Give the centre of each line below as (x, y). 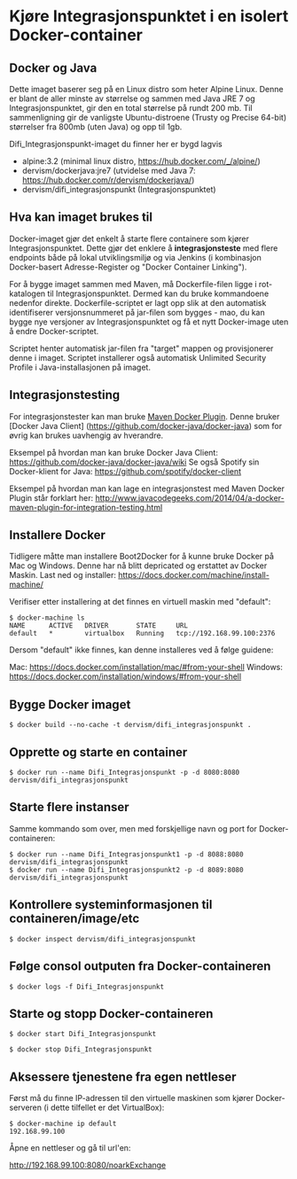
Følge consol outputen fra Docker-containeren (140, 967)
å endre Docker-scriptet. (54, 331)
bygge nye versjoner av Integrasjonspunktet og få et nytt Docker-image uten (149, 322)
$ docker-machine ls (47, 618)
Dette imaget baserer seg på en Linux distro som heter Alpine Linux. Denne (146, 89)
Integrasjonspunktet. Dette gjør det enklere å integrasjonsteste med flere (144, 248)
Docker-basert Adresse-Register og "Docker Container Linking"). (128, 267)
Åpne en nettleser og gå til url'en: (70, 1148)
